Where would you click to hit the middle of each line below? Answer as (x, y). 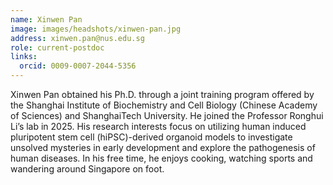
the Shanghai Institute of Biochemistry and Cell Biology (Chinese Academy (164, 105)
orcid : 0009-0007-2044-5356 (78, 66)
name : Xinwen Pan (46, 19)
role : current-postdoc (57, 47)
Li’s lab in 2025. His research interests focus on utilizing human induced (158, 126)
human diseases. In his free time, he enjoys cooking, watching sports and (161, 158)
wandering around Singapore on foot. (87, 169)
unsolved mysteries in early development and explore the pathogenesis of (163, 147)
